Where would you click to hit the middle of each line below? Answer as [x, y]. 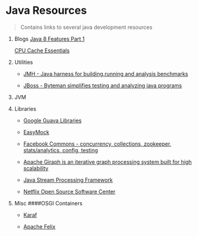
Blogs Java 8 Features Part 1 [49, 39]
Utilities [24, 62]
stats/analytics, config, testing [61, 150]
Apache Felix [39, 226]
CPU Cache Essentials [42, 50]
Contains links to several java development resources [86, 27]
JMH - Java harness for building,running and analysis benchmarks [106, 73]
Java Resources [46, 11]
